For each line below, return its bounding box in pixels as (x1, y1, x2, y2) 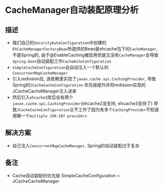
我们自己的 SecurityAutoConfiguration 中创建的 (12, 40, 107, 45)
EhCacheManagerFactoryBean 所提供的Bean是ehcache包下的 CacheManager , (12, 46, 158, 52)
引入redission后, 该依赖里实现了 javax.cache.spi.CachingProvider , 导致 (12, 76, 156, 81)
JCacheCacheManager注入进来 (12, 88, 77, 94)
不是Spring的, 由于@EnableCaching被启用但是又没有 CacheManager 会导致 (12, 52, 159, 58)
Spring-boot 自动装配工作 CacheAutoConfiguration (12, 58, 112, 64)
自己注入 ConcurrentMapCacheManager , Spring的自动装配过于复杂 (12, 143, 139, 149)
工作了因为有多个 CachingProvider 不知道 (78, 107, 159, 113)
